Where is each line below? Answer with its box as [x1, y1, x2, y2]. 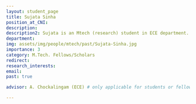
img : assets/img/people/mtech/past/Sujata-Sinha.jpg [6, 41, 137, 47]
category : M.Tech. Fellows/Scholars [6, 52, 95, 58]
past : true [6, 74, 33, 79]
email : [6, 68, 22, 74]
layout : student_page [6, 8, 59, 15]
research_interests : [6, 63, 57, 69]
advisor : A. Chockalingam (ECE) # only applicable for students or [6, 84, 174, 91]
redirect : [6, 57, 30, 63]
